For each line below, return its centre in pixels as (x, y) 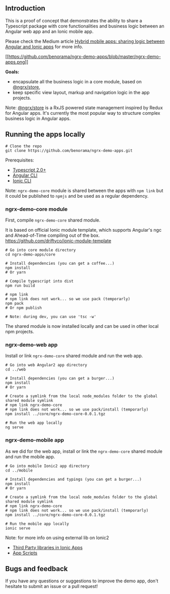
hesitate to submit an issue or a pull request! (52, 586)
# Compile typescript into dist (39, 281)
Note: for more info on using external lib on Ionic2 (57, 538)
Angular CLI (25, 175)
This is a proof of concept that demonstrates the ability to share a (74, 20)
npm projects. (20, 331)
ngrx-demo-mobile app (35, 440)
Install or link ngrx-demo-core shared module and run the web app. (74, 356)
